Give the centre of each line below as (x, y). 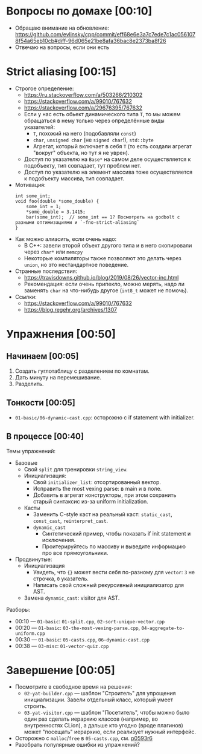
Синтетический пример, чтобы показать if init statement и (116, 533)
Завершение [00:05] (61, 670)
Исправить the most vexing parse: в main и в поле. (97, 488)
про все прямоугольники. (75, 552)
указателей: (39, 127)
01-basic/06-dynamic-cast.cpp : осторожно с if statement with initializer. (105, 417)
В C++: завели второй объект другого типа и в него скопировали (108, 245)
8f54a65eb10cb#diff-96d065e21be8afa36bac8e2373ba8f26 (90, 41)
